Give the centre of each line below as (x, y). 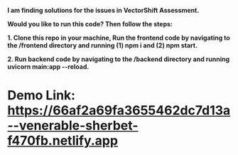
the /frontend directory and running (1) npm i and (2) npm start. (102, 45)
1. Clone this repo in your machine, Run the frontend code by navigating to (119, 38)
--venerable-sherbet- (73, 125)
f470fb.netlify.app (63, 141)
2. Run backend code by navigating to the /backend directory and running (119, 59)
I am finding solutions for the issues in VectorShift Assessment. (103, 10)
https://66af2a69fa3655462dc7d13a (119, 111)
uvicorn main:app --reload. (48, 66)
